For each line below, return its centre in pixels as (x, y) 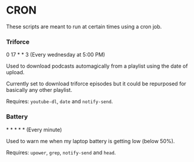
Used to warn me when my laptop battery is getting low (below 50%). (91, 141)
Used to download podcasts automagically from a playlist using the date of (97, 66)
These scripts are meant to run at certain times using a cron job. (84, 27)
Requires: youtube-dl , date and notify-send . (60, 101)
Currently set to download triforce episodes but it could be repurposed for (96, 84)
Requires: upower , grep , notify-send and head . (61, 152)
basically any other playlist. (39, 90)
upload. (15, 72)
